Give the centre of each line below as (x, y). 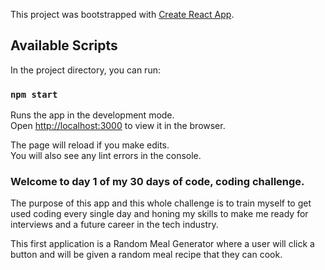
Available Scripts (64, 45)
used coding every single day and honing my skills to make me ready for (159, 214)
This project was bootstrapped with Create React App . (122, 14)
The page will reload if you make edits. (90, 145)
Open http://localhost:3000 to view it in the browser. (118, 126)
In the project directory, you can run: (85, 70)
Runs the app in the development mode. (92, 115)
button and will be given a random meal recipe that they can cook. (146, 255)
